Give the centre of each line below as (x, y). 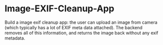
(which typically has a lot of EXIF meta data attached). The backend (74, 27)
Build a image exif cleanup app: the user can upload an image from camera (81, 22)
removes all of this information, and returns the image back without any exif (81, 33)
